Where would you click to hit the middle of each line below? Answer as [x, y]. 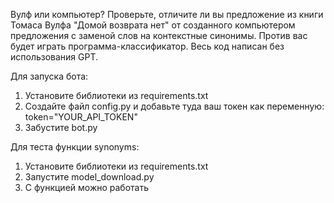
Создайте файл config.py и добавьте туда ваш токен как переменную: [174, 106]
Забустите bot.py [61, 127]
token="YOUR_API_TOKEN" [81, 117]
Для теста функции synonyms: [75, 147]
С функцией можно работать [87, 187]
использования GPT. [54, 57]
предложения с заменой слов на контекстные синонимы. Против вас [159, 35]
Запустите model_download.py [89, 177]
